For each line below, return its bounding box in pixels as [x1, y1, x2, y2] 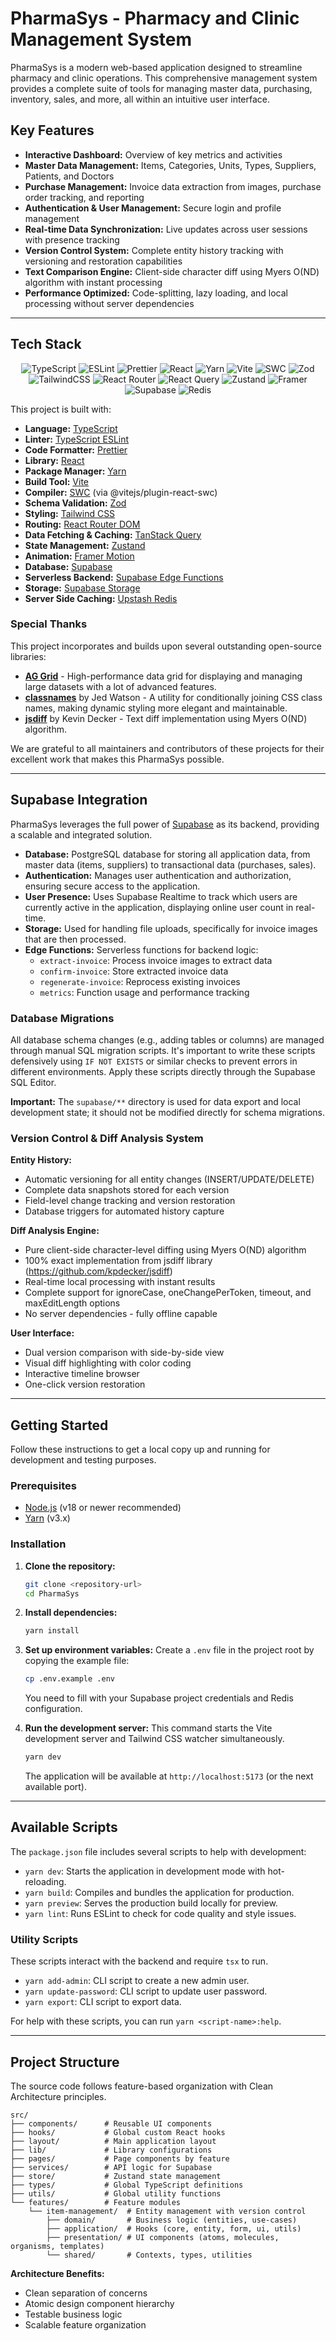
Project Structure [10, 2053, 120, 2071]
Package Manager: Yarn [24, 465, 127, 477]
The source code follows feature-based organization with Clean [10, 2080, 274, 2092]
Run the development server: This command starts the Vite [24, 1722, 273, 1734]
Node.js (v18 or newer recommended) [24, 1502, 182, 1514]
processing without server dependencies [24, 297, 195, 309]
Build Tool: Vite [24, 475, 89, 487]
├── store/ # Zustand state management [10, 2171, 222, 2181]
